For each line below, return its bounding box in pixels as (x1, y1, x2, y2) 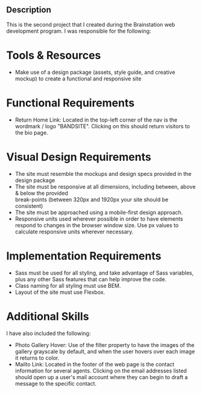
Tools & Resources (6, 48, 101, 62)
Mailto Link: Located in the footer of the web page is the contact (14, 360, 175, 368)
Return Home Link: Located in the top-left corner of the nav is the (14, 116, 178, 123)
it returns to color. (14, 354, 60, 362)
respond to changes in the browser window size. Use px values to (14, 221, 179, 229)
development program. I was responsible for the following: (6, 27, 151, 34)
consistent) (14, 202, 43, 209)
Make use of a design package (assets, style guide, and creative (14, 68, 175, 76)
